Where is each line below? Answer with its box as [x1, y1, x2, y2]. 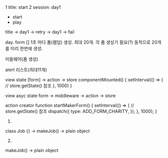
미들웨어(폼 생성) [5, 56, 39, 62]
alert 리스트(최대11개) [5, 67, 47, 72]
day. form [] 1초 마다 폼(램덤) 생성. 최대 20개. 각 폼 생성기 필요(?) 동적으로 [5, 39, 151, 45]
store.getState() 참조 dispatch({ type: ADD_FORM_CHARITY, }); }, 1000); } [5, 108, 157, 114]
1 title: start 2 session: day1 [5, 4, 61, 10]
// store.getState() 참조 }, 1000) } [5, 82, 72, 88]
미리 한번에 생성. [10, 45, 43, 51]
